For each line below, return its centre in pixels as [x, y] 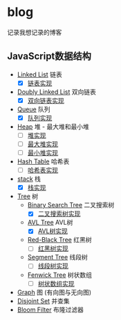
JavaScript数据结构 [49, 56]
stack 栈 [29, 179]
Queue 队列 [34, 109]
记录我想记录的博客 [35, 32]
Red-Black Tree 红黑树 [59, 240]
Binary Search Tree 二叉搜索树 [71, 205]
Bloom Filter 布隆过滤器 [50, 310]
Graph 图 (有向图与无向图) [54, 292]
